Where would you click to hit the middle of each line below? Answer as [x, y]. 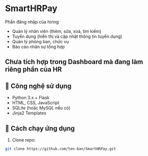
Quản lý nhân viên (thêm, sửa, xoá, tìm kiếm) [57, 31]
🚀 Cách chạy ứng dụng [40, 128]
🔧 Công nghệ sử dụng [38, 86]
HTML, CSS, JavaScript [36, 103]
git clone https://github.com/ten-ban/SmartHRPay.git [61, 149]
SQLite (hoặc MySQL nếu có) [41, 108]
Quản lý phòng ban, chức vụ [41, 41]
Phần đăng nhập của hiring [32, 22]
